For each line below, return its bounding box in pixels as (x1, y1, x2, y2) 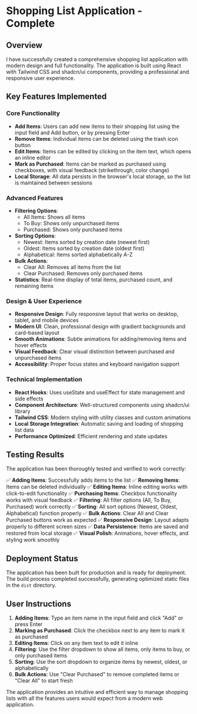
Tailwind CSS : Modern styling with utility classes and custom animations (14, 414, 191, 421)
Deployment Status (6, 553, 78, 564)
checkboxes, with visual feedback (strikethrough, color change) (14, 166, 169, 173)
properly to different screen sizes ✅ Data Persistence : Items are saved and (6, 523, 189, 530)
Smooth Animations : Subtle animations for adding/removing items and (14, 335, 187, 343)
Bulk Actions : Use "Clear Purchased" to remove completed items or (14, 671, 180, 678)
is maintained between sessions (14, 179, 93, 186)
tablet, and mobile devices (14, 317, 79, 324)
